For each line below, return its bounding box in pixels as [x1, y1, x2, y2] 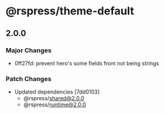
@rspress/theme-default [5, 4, 134, 18]
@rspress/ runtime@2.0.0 [23, 101, 86, 109]
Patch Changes [5, 74, 52, 83]
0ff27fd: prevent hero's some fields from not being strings [14, 59, 160, 67]
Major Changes [5, 46, 52, 55]
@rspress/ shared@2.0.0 [23, 95, 85, 102]
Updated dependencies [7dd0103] [14, 88, 100, 95]
